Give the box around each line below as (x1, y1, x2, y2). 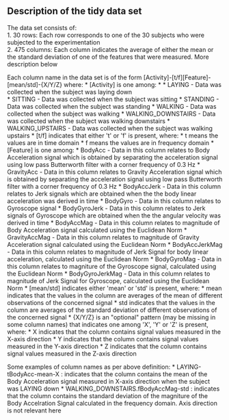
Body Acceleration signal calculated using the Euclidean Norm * (7, 226, 187, 234)
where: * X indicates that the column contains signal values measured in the (7, 328, 221, 336)
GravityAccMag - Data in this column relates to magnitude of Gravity (7, 233, 200, 241)
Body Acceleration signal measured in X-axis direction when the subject (7, 377, 211, 385)
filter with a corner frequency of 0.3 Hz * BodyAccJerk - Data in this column (7, 182, 221, 190)
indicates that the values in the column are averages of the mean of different (7, 291, 223, 300)
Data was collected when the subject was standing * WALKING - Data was (7, 102, 217, 110)
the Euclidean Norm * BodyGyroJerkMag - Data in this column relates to (7, 270, 211, 278)
